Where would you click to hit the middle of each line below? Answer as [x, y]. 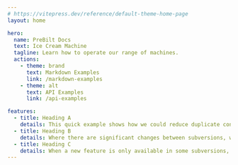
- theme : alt [39, 85]
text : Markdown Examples [63, 72]
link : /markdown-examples [64, 79]
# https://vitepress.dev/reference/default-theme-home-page [98, 14]
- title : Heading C [42, 144]
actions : [27, 60]
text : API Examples [55, 92]
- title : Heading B [42, 131]
